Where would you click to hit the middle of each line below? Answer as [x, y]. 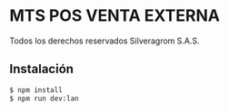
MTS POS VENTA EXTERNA [115, 16]
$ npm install [36, 90]
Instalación [42, 69]
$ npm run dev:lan [44, 98]
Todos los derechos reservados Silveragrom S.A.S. [105, 41]
